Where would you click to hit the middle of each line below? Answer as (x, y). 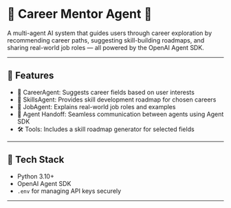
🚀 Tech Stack (36, 160)
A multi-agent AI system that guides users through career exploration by (109, 33)
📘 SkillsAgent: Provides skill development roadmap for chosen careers (117, 100)
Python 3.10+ (36, 176)
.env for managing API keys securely (69, 191)
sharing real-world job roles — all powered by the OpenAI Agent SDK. (106, 47)
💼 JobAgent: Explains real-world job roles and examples (96, 106)
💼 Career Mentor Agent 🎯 (80, 14)
